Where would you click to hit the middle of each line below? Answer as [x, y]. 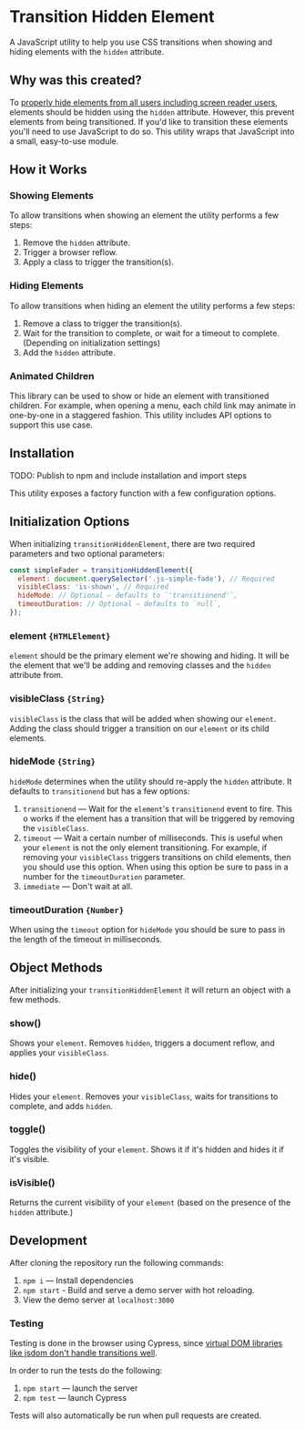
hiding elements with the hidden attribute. [87, 51]
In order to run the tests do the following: [86, 1371]
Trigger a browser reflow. [70, 252]
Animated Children [52, 376]
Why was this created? [76, 81]
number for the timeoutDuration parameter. [104, 876]
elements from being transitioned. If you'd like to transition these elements [149, 121]
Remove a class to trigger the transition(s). [102, 323]
